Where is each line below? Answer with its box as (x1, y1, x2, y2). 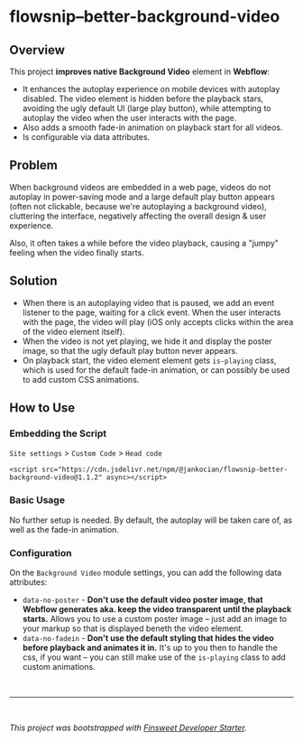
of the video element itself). (22, 326, 125, 337)
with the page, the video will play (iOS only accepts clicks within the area (22, 316, 294, 327)
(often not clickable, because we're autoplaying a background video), (9, 200, 268, 211)
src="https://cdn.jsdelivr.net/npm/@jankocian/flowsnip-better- (41, 465, 289, 475)
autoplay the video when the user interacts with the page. (22, 113, 237, 123)
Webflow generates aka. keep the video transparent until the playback (22, 603, 292, 615)
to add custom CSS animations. (22, 374, 140, 385)
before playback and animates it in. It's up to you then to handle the (22, 642, 278, 653)
